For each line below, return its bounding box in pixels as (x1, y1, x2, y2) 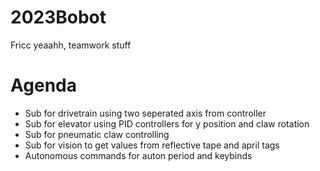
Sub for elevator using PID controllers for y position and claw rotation (24, 117, 310, 130)
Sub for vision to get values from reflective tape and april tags (24, 139, 280, 151)
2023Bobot (10, 6, 107, 29)
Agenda (10, 74, 77, 97)
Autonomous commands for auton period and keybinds (24, 149, 253, 161)
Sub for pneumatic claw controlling (24, 128, 170, 140)
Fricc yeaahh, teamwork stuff (10, 39, 132, 51)
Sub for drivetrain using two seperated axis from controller (24, 107, 267, 119)
